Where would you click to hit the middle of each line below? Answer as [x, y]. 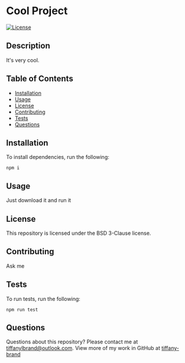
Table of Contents [40, 79]
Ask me [15, 266]
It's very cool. [23, 60]
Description [28, 46]
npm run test [22, 309]
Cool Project [37, 11]
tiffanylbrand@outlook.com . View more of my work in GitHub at [83, 348]
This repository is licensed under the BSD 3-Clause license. [79, 233]
